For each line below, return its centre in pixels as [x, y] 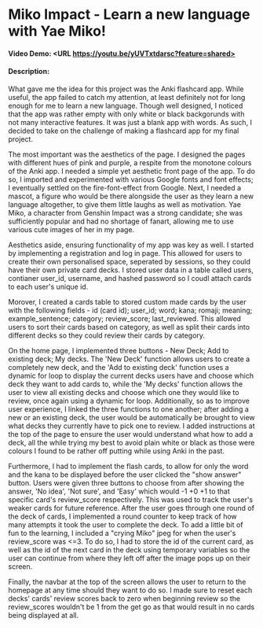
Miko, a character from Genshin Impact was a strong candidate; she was [126, 212]
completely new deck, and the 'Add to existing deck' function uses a [119, 367]
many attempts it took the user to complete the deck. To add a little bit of [126, 524]
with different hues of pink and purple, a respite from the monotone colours [130, 162]
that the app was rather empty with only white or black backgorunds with [126, 114]
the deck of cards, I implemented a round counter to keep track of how [122, 516]
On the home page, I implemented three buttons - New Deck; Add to [119, 350]
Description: [29, 72]
